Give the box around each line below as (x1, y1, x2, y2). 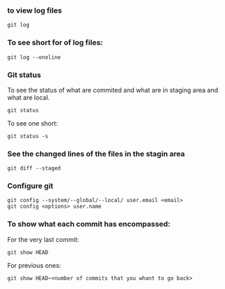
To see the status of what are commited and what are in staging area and (7, 86, 219, 94)
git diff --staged (7, 165, 61, 172)
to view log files (7, 6, 62, 15)
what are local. (7, 93, 50, 102)
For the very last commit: (7, 235, 79, 243)
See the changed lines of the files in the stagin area (7, 149, 186, 159)
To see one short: (7, 119, 58, 128)
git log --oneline (7, 53, 61, 61)
